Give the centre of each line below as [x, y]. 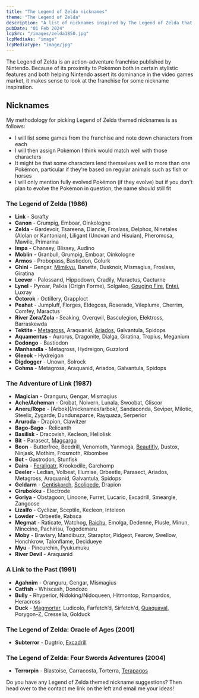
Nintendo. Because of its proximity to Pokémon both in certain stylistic [92, 68]
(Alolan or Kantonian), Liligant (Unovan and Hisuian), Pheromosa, [94, 235]
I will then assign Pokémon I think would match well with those [91, 150]
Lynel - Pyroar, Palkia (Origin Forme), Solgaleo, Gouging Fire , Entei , [97, 286]
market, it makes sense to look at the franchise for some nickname [88, 80]
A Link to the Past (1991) [42, 570]
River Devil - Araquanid [44, 554]
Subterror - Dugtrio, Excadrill [51, 642]
